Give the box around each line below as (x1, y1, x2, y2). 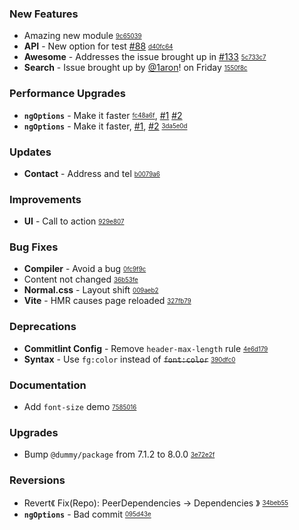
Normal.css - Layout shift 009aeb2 (23, 284, 159, 296)
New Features (9, 7, 79, 21)
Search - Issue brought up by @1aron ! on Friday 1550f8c (23, 62, 248, 74)
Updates (9, 145, 52, 159)
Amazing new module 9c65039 (23, 30, 142, 42)
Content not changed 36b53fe (23, 273, 139, 286)
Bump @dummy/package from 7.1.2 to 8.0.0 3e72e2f (23, 448, 216, 461)
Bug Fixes (9, 240, 59, 254)
